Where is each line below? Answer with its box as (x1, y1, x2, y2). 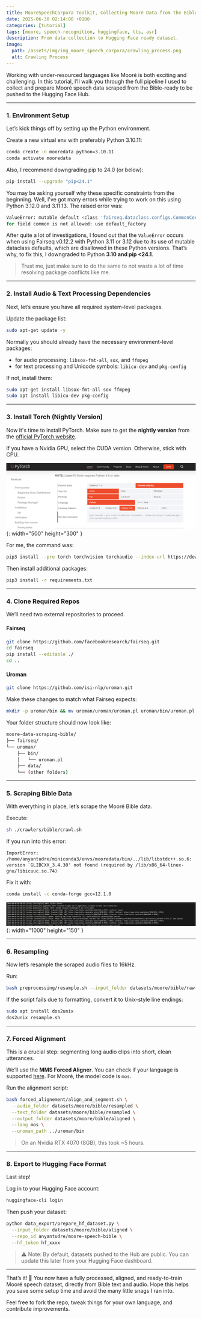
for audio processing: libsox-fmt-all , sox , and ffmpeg (14, 356, 148, 363)
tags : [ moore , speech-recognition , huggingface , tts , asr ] (6, 29, 158, 35)
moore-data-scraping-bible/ (6, 731, 77, 738)
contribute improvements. (6, 1305, 70, 1312)
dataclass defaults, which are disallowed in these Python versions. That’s (6, 244, 188, 252)
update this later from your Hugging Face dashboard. (20, 1257, 153, 1264)
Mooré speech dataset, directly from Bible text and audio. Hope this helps (6, 1281, 189, 1288)
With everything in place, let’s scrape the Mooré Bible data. (6, 803, 153, 810)
